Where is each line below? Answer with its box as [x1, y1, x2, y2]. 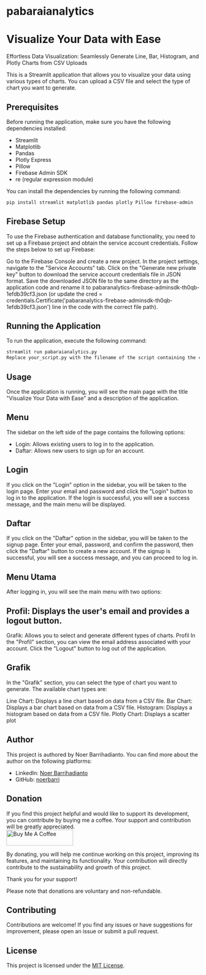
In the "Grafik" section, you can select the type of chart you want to [6, 679, 178, 686]
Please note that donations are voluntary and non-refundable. [6, 887, 162, 895]
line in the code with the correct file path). [51, 303, 158, 310]
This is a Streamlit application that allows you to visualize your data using [6, 71, 191, 78]
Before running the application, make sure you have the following [6, 118, 171, 125]
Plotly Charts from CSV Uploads [6, 59, 88, 67]
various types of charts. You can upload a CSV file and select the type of [6, 78, 191, 85]
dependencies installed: [6, 124, 67, 132]
